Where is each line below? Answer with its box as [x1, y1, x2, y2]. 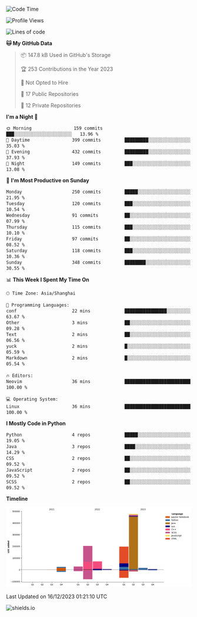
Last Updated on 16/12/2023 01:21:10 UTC [6, 593, 108, 600]
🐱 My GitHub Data [6, 40, 53, 46]
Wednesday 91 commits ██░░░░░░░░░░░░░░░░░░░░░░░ [6, 212, 191, 218]
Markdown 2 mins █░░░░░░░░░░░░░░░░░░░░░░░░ [6, 355, 191, 361]
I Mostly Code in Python [6, 420, 66, 426]
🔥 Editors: [6, 373, 34, 379]
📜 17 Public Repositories [20, 91, 79, 97]
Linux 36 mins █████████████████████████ [6, 403, 191, 409]
